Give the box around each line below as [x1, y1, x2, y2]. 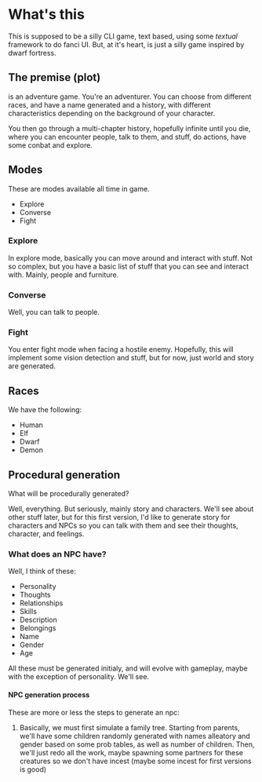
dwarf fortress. [8, 48, 56, 57]
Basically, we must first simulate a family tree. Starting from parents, [19, 722, 241, 732]
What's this [8, 5, 85, 24]
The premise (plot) [8, 71, 101, 84]
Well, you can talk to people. [8, 308, 100, 317]
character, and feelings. [8, 529, 85, 539]
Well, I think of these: [8, 567, 76, 576]
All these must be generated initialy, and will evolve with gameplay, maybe [8, 663, 249, 673]
